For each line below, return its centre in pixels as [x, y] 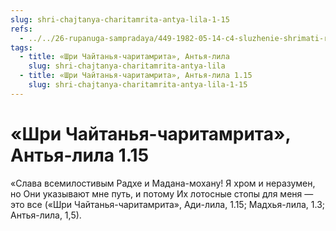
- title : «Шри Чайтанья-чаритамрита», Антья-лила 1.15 [136, 76]
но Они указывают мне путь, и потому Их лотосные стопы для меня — [162, 193]
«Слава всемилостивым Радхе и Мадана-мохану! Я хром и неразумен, [163, 183]
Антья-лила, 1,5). [46, 215]
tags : [21, 47]
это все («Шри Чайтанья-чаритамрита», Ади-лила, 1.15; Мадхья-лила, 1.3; [168, 204]
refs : [21, 29]
